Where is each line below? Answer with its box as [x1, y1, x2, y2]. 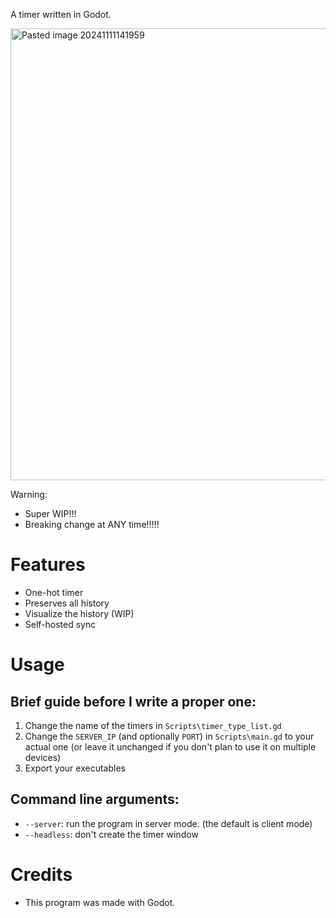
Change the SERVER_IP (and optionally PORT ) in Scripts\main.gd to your [24, 730, 315, 742]
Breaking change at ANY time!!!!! [24, 519, 160, 530]
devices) [24, 751, 62, 763]
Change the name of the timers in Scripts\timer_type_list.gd [24, 719, 282, 731]
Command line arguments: [10, 791, 180, 808]
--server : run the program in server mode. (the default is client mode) [24, 817, 313, 829]
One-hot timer [24, 586, 84, 598]
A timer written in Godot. [10, 9, 112, 20]
